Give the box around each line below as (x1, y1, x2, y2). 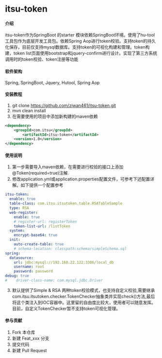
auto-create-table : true (14, 242, 64, 247)
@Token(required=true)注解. (12, 170, 69, 176)
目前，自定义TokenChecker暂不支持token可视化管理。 (12, 305, 121, 311)
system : (9, 228, 25, 233)
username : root (14, 264, 45, 269)
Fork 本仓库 (12, 329, 35, 335)
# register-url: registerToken (14, 219, 77, 224)
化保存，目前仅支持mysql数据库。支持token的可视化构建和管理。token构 (5, 44, 150, 50)
